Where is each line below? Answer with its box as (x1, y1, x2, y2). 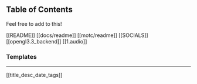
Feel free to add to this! (6, 20, 63, 27)
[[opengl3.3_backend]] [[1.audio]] (6, 38, 87, 45)
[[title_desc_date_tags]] (6, 72, 63, 79)
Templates (6, 52, 37, 61)
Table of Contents (6, 5, 73, 15)
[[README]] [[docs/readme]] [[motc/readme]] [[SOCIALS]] (6, 32, 148, 39)
